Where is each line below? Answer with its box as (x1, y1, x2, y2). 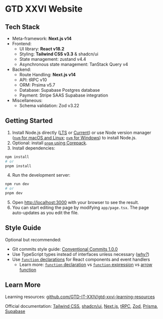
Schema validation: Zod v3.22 (19, 103, 79, 108)
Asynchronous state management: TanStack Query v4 (19, 62, 128, 67)
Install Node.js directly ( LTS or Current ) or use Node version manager (12, 130, 151, 135)
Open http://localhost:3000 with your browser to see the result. (12, 200, 140, 205)
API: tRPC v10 (19, 77, 47, 83)
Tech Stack (5, 23, 40, 31)
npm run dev (5, 182, 29, 186)
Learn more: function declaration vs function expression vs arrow (19, 261, 152, 268)
